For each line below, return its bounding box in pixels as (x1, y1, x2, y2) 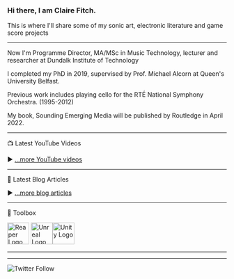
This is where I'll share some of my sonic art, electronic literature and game (7, 22, 224, 30)
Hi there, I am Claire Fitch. (7, 6, 96, 15)
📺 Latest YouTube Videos (7, 139, 81, 148)
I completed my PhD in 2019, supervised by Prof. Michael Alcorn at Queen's (7, 70, 225, 78)
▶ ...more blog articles (7, 189, 72, 197)
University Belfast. (7, 77, 61, 86)
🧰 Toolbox (7, 209, 36, 217)
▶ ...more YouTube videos (7, 155, 82, 164)
